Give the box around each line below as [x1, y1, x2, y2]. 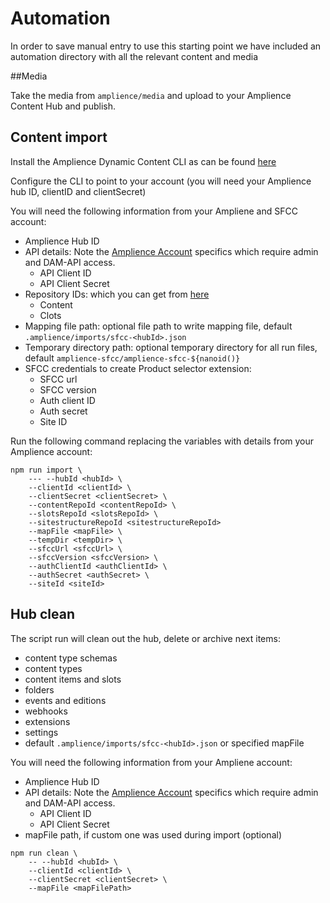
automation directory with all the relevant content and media [10, 50, 259, 62]
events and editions [24, 694, 107, 706]
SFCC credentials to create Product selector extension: [24, 362, 252, 374]
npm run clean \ [10, 848, 78, 858]
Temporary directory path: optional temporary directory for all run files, [24, 341, 318, 353]
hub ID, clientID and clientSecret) [10, 185, 147, 197]
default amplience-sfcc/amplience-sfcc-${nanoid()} [24, 352, 241, 364]
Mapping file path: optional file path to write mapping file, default [24, 320, 293, 332]
